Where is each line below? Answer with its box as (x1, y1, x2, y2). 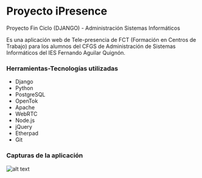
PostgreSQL (15, 91, 46, 98)
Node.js (15, 117, 35, 124)
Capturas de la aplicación (6, 151, 83, 160)
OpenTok (15, 97, 38, 104)
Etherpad (15, 129, 38, 137)
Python (15, 84, 33, 92)
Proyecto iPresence (6, 4, 108, 18)
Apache (15, 104, 35, 111)
